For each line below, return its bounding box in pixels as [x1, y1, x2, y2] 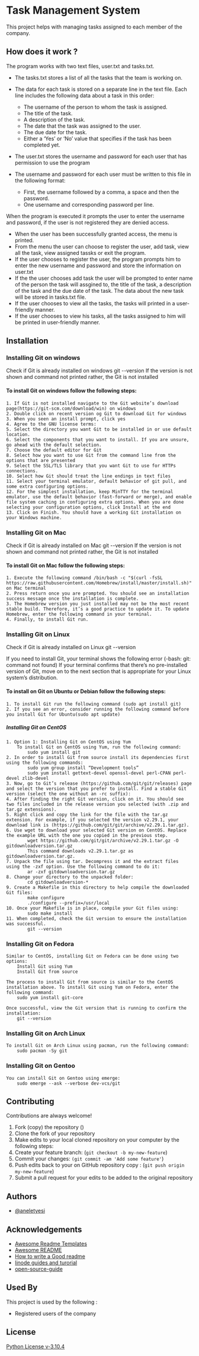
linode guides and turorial [14, 1259, 78, 1266]
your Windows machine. [6, 514, 62, 520]
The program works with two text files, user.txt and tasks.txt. [6, 62, 155, 69]
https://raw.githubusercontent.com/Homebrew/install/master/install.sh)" [6, 580, 192, 586]
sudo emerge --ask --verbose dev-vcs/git [17, 1080, 120, 1086]
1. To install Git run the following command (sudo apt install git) [6, 701, 182, 707]
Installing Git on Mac [6, 528, 67, 536]
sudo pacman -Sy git [17, 1048, 68, 1054]
